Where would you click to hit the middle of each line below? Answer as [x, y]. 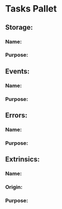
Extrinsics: [22, 160]
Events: [17, 71]
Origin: [14, 187]
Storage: [19, 27]
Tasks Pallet [31, 9]
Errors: [16, 115]
